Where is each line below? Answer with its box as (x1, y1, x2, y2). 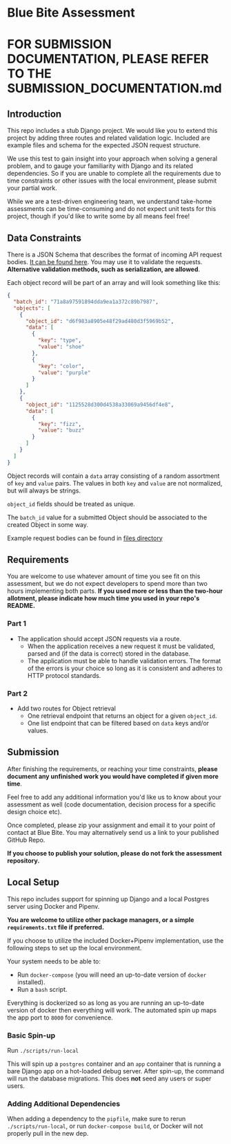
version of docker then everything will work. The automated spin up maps (7, 1006, 217, 1014)
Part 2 (7, 688, 28, 698)
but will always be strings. (7, 486, 81, 495)
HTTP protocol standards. (27, 671, 101, 679)
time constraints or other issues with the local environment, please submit (7, 176, 217, 185)
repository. (7, 856, 40, 865)
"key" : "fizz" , (37, 421, 81, 427)
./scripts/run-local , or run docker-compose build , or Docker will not (7, 1122, 203, 1130)
